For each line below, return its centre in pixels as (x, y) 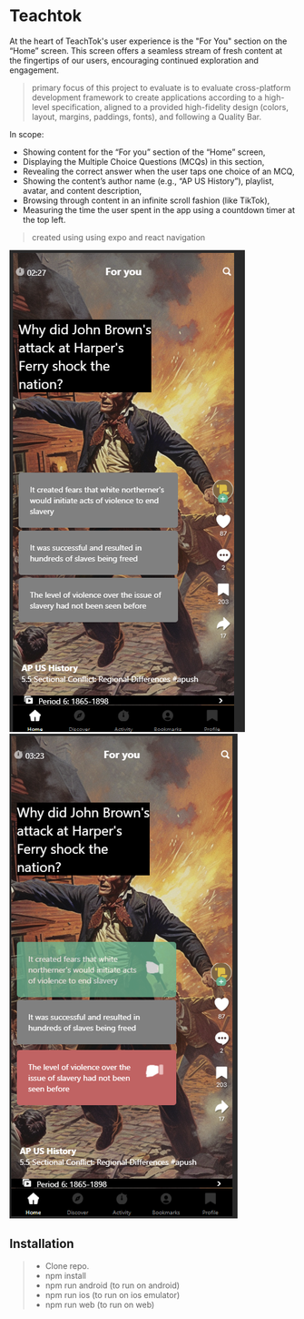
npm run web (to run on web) (100, 1304)
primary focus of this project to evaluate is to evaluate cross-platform (161, 87)
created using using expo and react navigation (118, 237)
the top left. (44, 219)
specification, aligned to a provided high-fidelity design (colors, (170, 107)
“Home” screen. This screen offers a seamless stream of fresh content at (146, 50)
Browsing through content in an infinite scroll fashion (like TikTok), (146, 200)
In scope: (27, 134)
